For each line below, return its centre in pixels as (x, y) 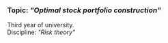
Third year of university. (41, 25)
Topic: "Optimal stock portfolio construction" (84, 10)
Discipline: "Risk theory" (41, 32)
